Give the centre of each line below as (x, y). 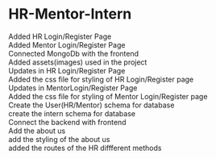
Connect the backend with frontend (67, 122)
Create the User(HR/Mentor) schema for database (91, 105)
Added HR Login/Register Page (60, 36)
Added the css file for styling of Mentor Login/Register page (108, 96)
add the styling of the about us (59, 139)
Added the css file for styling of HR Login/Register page (101, 79)
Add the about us (37, 131)
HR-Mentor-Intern (70, 14)
